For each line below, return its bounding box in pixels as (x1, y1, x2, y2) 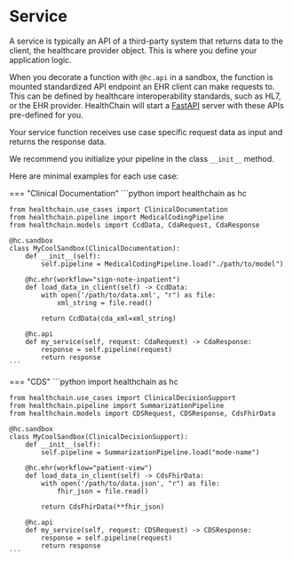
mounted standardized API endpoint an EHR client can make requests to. (9, 81, 275, 92)
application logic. (9, 54, 73, 65)
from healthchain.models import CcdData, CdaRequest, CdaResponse (9, 220, 260, 229)
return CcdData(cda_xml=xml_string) (41, 314, 177, 323)
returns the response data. (9, 136, 107, 147)
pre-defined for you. (9, 109, 84, 120)
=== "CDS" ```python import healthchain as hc (9, 376, 179, 387)
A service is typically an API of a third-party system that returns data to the (9, 36, 284, 46)
